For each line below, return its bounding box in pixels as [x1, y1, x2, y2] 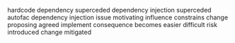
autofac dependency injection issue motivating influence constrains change [7, 13, 229, 21]
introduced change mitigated [7, 28, 92, 36]
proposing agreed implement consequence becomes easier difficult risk [7, 21, 218, 28]
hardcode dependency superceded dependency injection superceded [7, 6, 212, 14]
